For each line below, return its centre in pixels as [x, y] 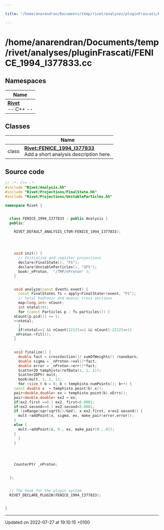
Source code [25, 172]
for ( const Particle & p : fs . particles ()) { [64, 312]
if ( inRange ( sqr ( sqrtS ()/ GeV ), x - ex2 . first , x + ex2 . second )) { [78, 411]
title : [12, 14]
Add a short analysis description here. [68, 154]
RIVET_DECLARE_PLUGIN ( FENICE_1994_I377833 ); [55, 495]
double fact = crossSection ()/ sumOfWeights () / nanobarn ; [78, 357]
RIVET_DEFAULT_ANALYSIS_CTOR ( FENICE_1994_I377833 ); [67, 232]
